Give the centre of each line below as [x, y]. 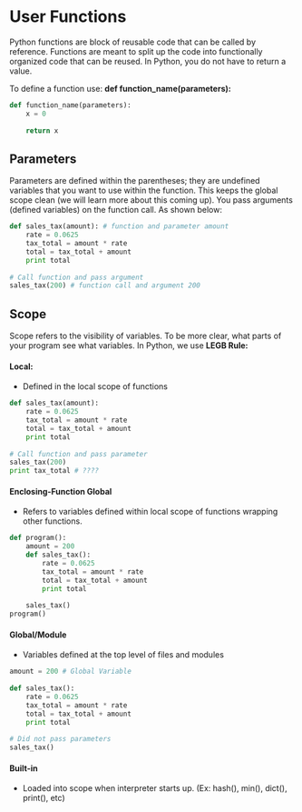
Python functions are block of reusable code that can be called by [133, 42]
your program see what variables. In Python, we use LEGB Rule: [129, 346]
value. [21, 71]
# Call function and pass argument [77, 277]
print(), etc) [44, 798]
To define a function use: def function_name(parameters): [120, 88]
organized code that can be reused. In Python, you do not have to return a [148, 61]
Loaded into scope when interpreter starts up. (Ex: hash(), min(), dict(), [155, 788]
